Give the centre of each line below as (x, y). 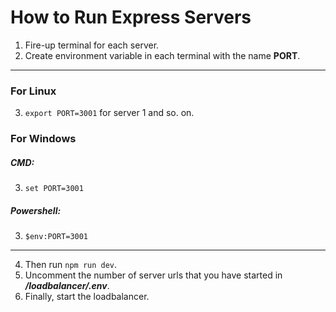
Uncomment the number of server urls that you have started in (153, 275)
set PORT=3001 (54, 189)
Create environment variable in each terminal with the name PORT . (162, 55)
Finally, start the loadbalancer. (87, 297)
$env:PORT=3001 (56, 237)
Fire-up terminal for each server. (92, 45)
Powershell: (36, 210)
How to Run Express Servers (131, 17)
